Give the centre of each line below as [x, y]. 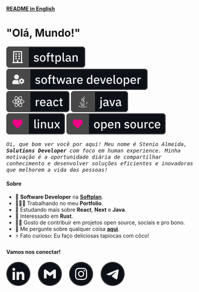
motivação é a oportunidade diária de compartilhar [84, 157]
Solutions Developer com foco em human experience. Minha [93, 151]
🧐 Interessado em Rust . [44, 216]
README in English [31, 9]
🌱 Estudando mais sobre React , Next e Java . [71, 210]
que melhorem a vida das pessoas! [57, 170]
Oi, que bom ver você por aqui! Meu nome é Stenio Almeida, [97, 144]
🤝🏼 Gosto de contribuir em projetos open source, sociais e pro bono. [100, 223]
